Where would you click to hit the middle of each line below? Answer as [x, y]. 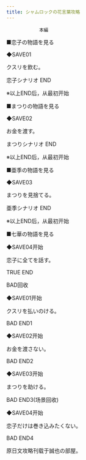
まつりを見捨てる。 [30, 195]
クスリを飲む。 [25, 67]
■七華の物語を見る [30, 234]
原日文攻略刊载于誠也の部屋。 [44, 450]
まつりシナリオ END [31, 144]
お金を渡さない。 [28, 349]
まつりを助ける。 [28, 386]
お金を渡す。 [22, 131]
